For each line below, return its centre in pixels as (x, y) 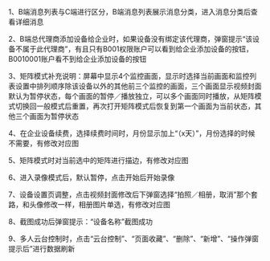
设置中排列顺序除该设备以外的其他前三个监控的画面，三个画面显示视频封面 (138, 86)
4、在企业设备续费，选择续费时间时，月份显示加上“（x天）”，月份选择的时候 (132, 133)
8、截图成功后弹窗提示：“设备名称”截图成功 (80, 222)
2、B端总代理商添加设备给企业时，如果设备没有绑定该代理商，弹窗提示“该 (131, 39)
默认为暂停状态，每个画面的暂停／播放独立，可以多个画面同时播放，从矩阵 (131, 96)
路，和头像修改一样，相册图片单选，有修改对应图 (89, 204)
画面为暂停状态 (54, 116)
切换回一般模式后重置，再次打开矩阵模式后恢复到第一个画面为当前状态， (135, 106)
